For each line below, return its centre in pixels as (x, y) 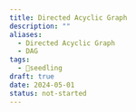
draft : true (32, 77)
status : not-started (49, 93)
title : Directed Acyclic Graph (68, 18)
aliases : (26, 34)
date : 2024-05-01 (42, 85)
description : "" (40, 26)
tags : (19, 60)
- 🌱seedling (40, 69)
